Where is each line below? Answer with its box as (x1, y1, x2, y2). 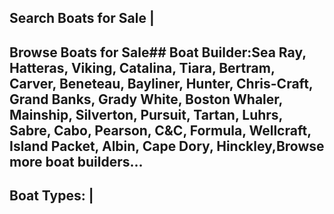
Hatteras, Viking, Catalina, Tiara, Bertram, (9, 59, 276, 76)
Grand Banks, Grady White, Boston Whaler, (9, 91, 283, 108)
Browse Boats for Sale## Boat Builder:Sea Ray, (9, 44, 307, 61)
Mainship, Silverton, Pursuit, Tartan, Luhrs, (9, 106, 283, 123)
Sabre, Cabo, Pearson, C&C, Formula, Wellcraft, (9, 122, 312, 139)
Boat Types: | (9, 187, 94, 205)
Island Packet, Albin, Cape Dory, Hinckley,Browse (9, 137, 325, 155)
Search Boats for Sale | (9, 10, 155, 27)
